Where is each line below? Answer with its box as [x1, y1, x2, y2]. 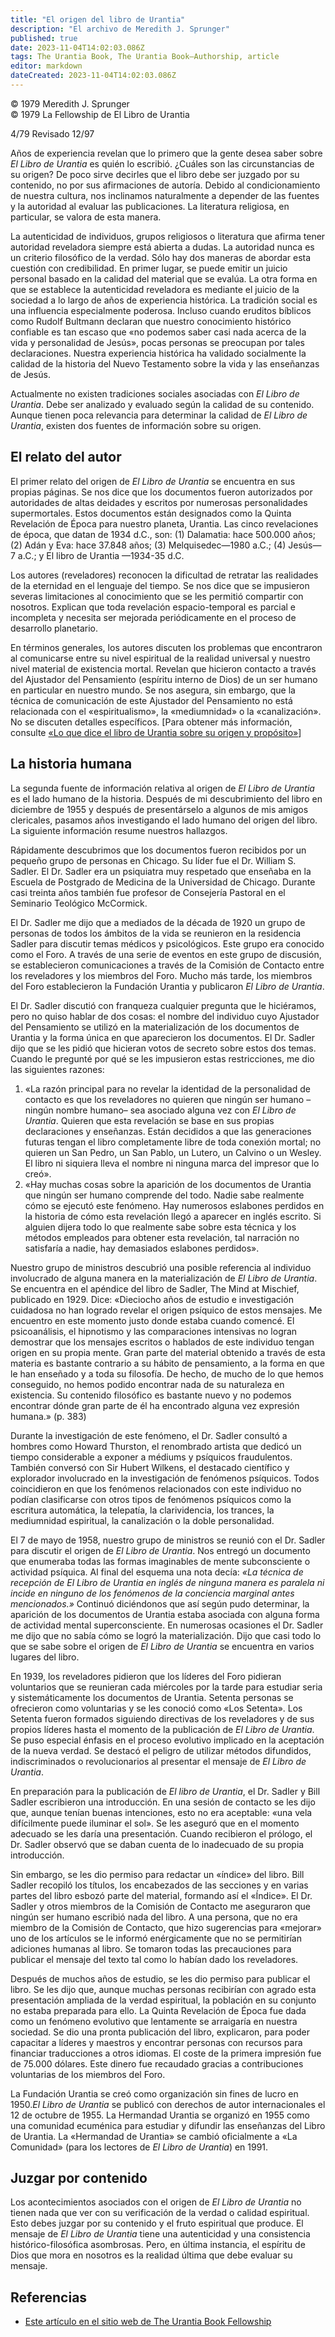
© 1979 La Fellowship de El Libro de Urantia [10, 108, 190, 120]
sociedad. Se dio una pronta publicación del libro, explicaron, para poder [10, 2026, 310, 2038]
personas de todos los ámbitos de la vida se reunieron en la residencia [10, 927, 302, 939]
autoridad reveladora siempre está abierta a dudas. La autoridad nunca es [10, 241, 315, 253]
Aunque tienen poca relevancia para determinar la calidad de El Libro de [10, 409, 308, 421]
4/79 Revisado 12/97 [10, 127, 95, 140]
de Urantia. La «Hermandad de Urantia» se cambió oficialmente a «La [10, 2130, 298, 2142]
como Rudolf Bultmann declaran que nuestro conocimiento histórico [10, 315, 292, 327]
